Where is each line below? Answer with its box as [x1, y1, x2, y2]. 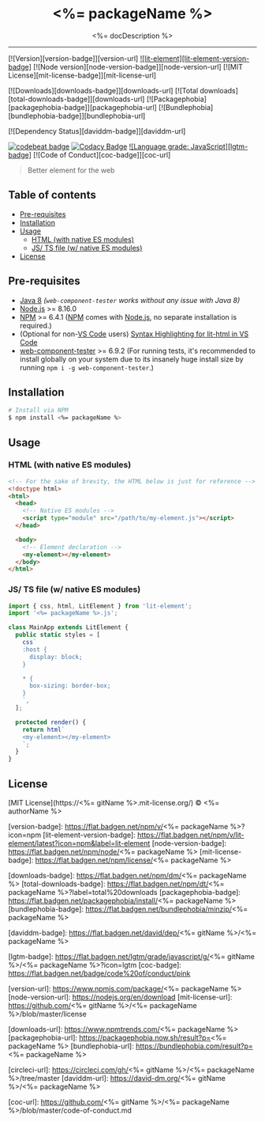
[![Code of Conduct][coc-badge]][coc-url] [32, 150, 171, 159]
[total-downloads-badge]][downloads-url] [8, 94, 145, 104]
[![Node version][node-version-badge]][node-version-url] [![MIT [32, 62, 243, 71]
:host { [22, 646, 47, 654]
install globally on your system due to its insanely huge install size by [19, 354, 244, 364]
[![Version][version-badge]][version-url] [8, 53, 139, 63]
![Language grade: [129, 142, 189, 151]
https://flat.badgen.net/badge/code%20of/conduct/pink [8, 968, 191, 978]
